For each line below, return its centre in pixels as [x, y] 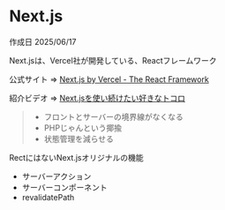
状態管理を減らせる [79, 139]
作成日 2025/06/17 [43, 41]
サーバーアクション [56, 176]
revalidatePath [48, 197]
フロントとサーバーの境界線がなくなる [113, 116]
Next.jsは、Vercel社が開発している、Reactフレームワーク [113, 60]
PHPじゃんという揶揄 [82, 127]
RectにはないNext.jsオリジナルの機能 [76, 157]
